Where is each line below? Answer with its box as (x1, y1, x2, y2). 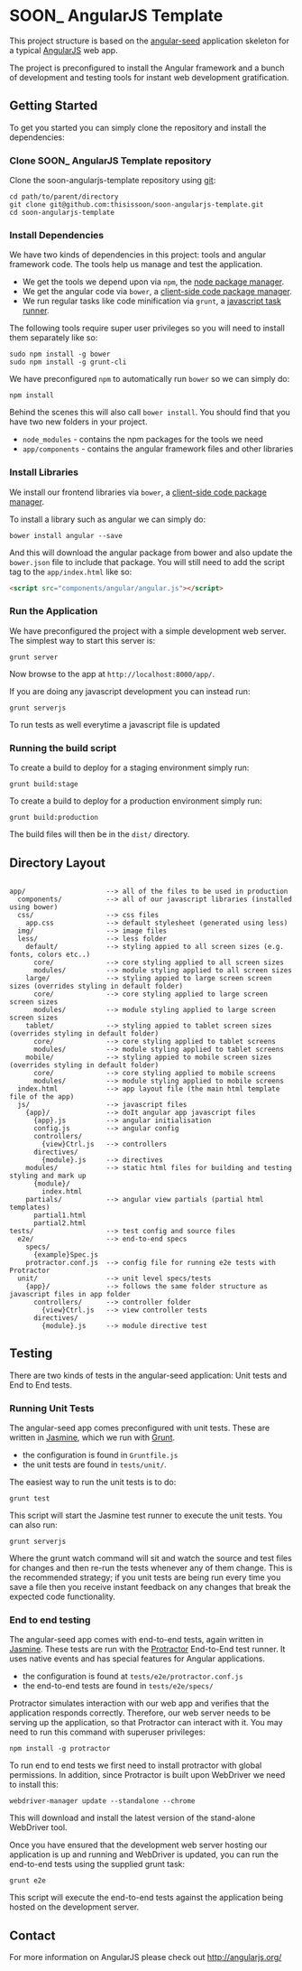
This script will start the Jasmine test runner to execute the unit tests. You (9, 1510, 283, 1521)
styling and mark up (9, 1171, 87, 1180)
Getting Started (9, 98, 98, 114)
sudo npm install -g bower (9, 349, 111, 359)
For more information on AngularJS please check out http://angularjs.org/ (9, 1952, 282, 1963)
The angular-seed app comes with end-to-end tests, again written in (9, 1634, 264, 1645)
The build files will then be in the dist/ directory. (9, 829, 190, 840)
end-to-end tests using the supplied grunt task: (9, 1859, 186, 1870)
